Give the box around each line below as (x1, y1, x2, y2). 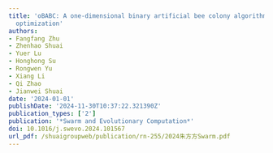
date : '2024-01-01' (8, 95, 75, 103)
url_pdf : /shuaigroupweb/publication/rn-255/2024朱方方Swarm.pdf (8, 132, 231, 140)
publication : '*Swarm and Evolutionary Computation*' (8, 117, 195, 125)
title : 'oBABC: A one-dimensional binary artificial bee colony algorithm (8, 11, 267, 20)
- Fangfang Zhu (8, 34, 60, 43)
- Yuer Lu (8, 49, 42, 57)
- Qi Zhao (8, 79, 42, 87)
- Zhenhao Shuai (8, 42, 63, 50)
